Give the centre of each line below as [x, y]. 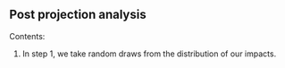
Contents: [27, 36]
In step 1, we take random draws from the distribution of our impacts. [149, 54]
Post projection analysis [78, 15]
